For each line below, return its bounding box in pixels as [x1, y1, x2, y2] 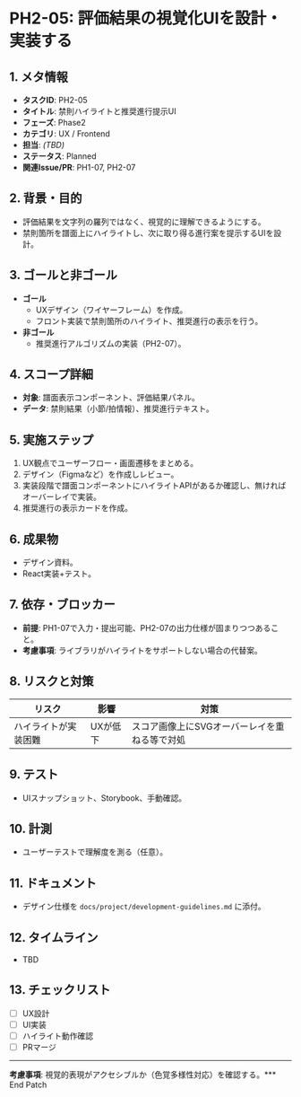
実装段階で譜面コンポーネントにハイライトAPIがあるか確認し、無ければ [21, 480, 287, 491]
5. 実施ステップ [9, 432, 94, 447]
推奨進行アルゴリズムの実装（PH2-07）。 [35, 338, 186, 348]
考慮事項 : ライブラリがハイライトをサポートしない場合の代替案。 [21, 645, 262, 655]
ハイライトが [13, 720, 68, 733]
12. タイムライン [9, 930, 99, 945]
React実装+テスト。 [21, 568, 97, 579]
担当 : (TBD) [21, 140, 65, 150]
